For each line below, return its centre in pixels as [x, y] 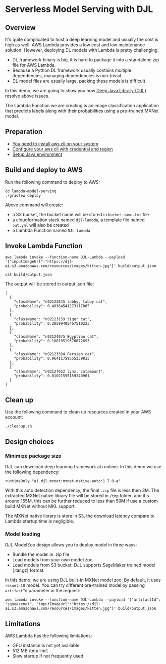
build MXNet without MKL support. [40, 506]
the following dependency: [32, 472]
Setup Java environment [37, 154]
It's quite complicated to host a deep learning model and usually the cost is [82, 39]
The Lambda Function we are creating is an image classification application [82, 105]
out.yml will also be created [41, 225]
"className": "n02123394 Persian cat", [55, 354]
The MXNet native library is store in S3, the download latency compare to [80, 516]
